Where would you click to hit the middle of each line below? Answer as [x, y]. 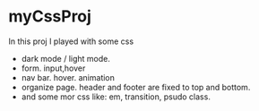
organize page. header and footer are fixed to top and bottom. [136, 87]
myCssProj [50, 17]
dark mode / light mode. [66, 58]
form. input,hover [53, 68]
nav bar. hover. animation [68, 77]
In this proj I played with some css [71, 41]
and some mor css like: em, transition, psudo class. [116, 97]
